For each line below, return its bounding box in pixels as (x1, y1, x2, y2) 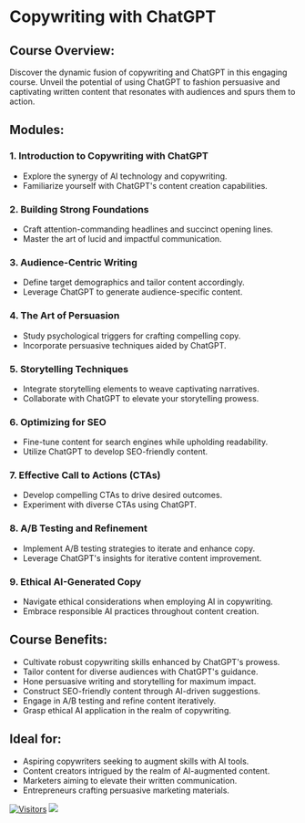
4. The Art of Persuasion (9, 309, 120, 322)
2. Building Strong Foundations (9, 203, 149, 215)
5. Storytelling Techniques (9, 362, 129, 375)
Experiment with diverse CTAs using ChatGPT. (22, 499, 198, 510)
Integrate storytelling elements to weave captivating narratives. (22, 383, 259, 394)
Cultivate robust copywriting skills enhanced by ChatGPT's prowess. (22, 656, 280, 667)
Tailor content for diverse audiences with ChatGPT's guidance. (22, 666, 259, 677)
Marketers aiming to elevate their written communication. (22, 775, 238, 786)
